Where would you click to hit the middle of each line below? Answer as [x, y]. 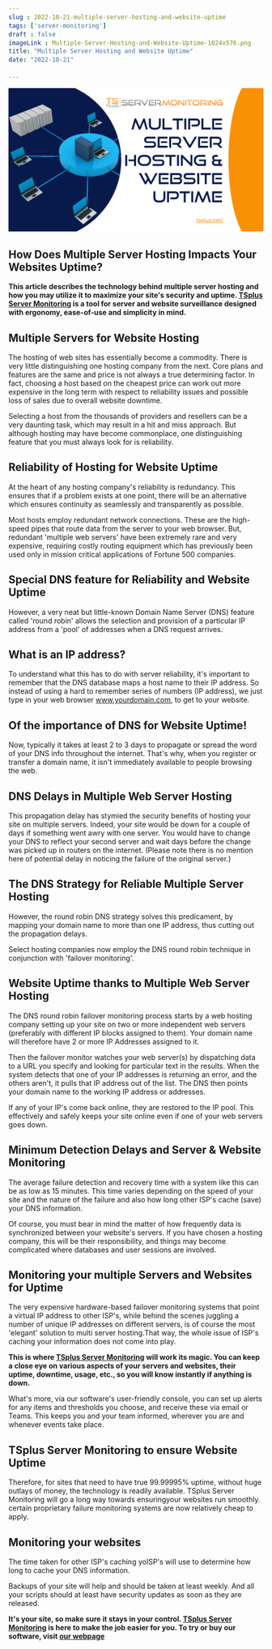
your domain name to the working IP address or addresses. [107, 1092]
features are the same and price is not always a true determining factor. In [132, 374]
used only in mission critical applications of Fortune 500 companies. [122, 554]
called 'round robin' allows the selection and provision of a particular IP [127, 621]
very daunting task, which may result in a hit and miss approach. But [122, 425]
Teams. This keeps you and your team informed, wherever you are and [126, 1416]
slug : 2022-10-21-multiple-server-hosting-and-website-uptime [117, 17]
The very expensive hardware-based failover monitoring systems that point [134, 1307]
